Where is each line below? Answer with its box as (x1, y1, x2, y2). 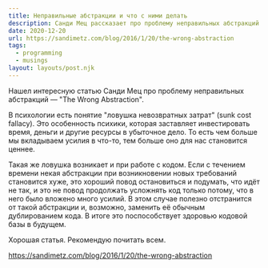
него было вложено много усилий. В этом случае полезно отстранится (8, 193, 252, 203)
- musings (15, 57, 48, 65)
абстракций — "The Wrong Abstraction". (8, 94, 144, 104)
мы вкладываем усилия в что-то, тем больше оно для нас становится (8, 136, 248, 145)
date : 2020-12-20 (8, 26, 66, 35)
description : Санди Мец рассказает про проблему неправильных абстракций (8, 19, 260, 27)
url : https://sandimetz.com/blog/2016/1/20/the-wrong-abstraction (8, 34, 234, 43)
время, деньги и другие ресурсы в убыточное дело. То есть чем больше (8, 127, 258, 136)
